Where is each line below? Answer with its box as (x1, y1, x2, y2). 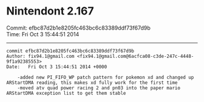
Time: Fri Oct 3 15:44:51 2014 (6, 30, 80, 37)
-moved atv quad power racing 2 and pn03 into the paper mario (17, 84, 181, 91)
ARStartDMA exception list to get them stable (6, 90, 126, 96)
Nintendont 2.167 (6, 4, 94, 18)
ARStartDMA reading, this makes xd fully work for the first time (6, 80, 178, 86)
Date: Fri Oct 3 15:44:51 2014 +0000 (6, 63, 107, 70)
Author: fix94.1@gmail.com (6, 53, 75, 59)
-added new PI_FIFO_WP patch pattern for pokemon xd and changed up (17, 74, 194, 80)
